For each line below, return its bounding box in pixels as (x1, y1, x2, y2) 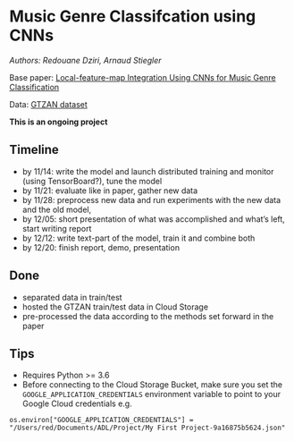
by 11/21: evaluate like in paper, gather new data (21, 185, 198, 196)
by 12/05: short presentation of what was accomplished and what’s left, (21, 213, 286, 225)
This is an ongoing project (9, 116, 108, 127)
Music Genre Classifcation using (9, 6, 256, 27)
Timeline (9, 142, 60, 157)
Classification (9, 81, 60, 92)
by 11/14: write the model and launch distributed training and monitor (21, 165, 274, 176)
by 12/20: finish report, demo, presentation (21, 242, 181, 252)
